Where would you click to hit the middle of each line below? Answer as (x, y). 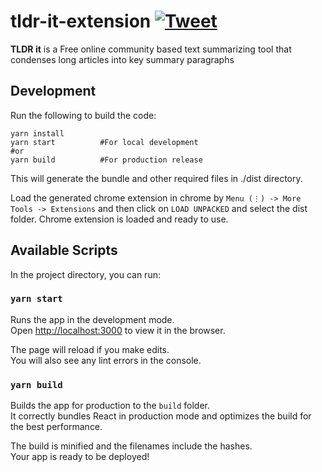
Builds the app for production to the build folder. (110, 406)
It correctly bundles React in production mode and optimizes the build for (161, 416)
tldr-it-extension (81, 21)
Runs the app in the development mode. (92, 319)
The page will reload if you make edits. (90, 349)
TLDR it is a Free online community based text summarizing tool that (151, 49)
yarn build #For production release (106, 160)
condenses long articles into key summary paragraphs (122, 59)
